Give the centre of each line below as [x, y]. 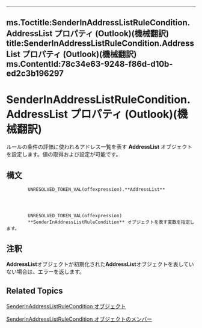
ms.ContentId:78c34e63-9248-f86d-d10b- [90, 64]
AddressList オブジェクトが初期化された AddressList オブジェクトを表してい [100, 264]
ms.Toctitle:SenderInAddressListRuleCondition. [98, 23]
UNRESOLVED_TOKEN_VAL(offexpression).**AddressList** [96, 190]
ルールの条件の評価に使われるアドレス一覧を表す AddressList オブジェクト [99, 147]
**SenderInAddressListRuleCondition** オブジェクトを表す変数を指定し [111, 222]
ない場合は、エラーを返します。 [46, 271]
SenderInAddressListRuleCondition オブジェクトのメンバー [79, 319]
